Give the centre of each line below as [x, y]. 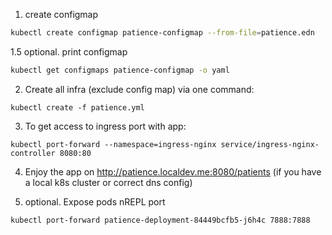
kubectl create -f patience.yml [77, 107]
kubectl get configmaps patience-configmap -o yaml [120, 70]
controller [33, 153]
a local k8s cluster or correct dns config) [108, 182]
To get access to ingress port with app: [105, 126]
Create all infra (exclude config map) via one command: [139, 89]
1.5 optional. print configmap [69, 51]
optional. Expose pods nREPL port [95, 201]
